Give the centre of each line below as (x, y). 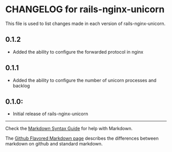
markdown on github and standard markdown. (54, 144)
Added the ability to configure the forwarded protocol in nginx (78, 52)
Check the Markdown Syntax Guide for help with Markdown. (69, 129)
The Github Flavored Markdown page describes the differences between (82, 138)
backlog (21, 86)
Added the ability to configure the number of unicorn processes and (84, 80)
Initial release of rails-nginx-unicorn (50, 114)
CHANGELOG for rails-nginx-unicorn (85, 9)
